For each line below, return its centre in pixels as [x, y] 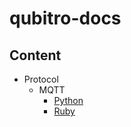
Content [35, 55]
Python [68, 100]
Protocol [41, 79]
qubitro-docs [65, 18]
